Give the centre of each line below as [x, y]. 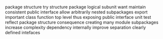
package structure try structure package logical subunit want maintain [75, 7]
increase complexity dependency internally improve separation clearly [75, 27]
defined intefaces [23, 32]
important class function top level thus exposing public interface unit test [78, 17]
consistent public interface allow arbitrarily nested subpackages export [76, 12]
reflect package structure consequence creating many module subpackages [82, 22]
